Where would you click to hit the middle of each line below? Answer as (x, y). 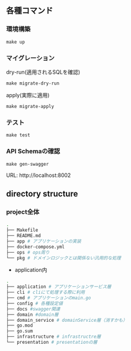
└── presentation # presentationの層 (52, 342)
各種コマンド (30, 11)
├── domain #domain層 (32, 315)
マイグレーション (31, 58)
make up (16, 42)
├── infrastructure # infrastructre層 (54, 337)
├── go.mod (20, 326)
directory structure (42, 193)
